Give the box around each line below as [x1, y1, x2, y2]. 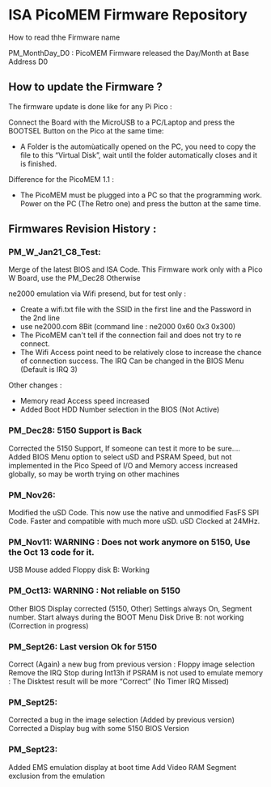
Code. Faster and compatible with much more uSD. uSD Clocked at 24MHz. [8, 516, 260, 527]
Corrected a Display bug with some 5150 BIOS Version [8, 724, 190, 734]
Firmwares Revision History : [8, 222, 157, 236]
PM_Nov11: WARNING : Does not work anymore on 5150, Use [8, 536, 251, 548]
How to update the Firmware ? [8, 80, 163, 94]
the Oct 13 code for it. [8, 546, 95, 557]
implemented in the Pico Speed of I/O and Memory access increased [8, 460, 239, 470]
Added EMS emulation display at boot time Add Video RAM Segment [8, 762, 237, 772]
